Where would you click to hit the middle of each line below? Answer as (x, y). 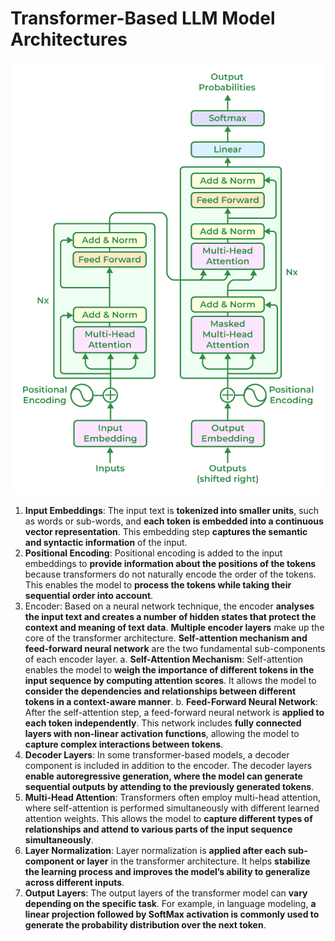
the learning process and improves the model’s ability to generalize (167, 872)
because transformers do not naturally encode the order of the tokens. (170, 574)
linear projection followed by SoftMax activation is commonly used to (172, 914)
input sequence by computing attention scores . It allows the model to (170, 681)
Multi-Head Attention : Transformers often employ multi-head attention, (172, 798)
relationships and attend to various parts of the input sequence (158, 829)
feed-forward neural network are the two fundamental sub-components (175, 649)
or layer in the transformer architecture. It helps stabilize (193, 861)
